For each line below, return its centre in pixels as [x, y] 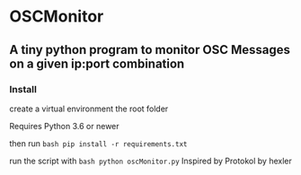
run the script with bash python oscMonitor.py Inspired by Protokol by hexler [150, 161]
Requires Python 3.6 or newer [64, 126]
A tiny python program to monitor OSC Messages [150, 50]
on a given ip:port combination [97, 63]
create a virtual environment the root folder [89, 109]
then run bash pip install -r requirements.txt [98, 143]
